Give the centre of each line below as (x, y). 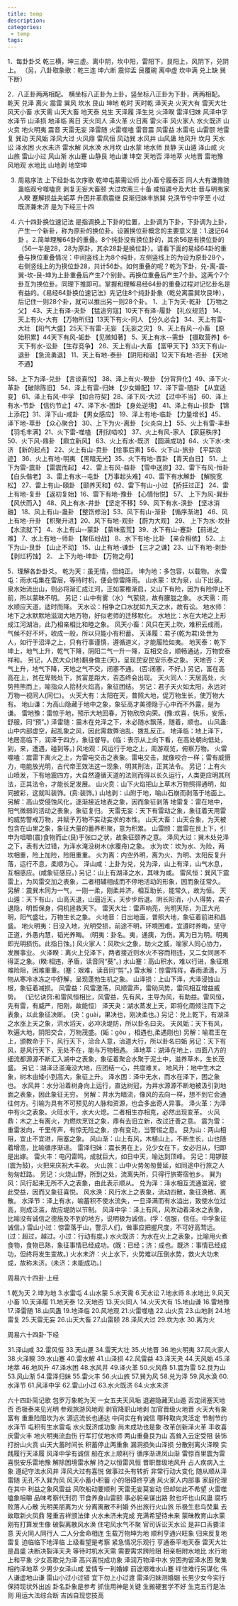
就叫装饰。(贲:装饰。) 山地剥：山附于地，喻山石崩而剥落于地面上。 (134, 793)
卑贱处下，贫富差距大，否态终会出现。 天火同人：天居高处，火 (135, 677)
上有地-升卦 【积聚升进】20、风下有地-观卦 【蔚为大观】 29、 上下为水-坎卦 (119, 521)
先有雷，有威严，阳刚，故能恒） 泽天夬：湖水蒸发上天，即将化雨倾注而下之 (117, 1006)
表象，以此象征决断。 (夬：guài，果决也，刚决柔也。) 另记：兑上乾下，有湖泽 (119, 1014)
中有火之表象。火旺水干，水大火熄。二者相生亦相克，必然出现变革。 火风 (114, 1112)
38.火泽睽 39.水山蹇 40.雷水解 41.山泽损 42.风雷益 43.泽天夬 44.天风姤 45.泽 (119, 1358)
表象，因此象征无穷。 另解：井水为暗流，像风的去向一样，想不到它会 (120, 1095)
